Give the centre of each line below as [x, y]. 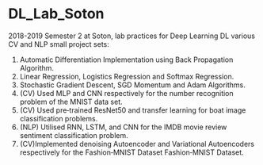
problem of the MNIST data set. [71, 102]
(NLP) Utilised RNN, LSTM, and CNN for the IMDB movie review [123, 127]
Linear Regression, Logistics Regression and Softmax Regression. [127, 76]
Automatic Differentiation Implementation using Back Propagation [126, 59]
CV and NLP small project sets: [59, 44]
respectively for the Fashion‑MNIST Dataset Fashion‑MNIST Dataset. [131, 152]
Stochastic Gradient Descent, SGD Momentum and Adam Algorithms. [132, 85]
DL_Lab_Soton [56, 14]
